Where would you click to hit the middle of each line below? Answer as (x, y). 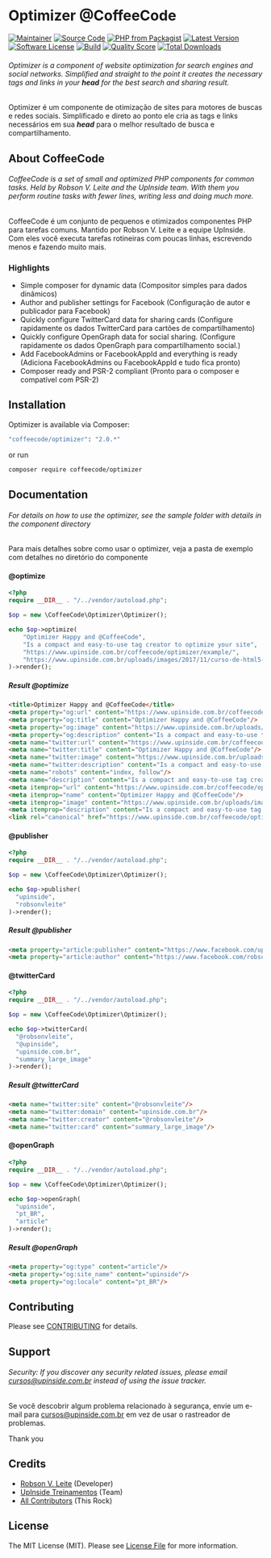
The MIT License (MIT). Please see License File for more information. (123, 1545)
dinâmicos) (39, 294)
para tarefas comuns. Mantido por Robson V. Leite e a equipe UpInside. (127, 229)
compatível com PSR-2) (59, 380)
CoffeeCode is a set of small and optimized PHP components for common (131, 179)
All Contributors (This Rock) (66, 1501)
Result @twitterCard (44, 1085)
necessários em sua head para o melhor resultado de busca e (112, 124)
